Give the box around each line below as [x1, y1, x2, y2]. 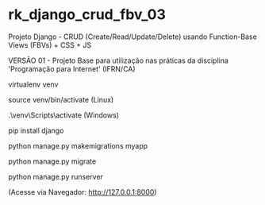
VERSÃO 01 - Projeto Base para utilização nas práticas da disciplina [8, 56, 229, 65]
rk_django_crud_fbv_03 [8, 6, 167, 24]
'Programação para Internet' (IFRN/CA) [8, 64, 136, 73]
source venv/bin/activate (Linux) [8, 95, 114, 104]
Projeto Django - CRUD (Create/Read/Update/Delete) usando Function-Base [8, 32, 258, 41]
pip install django [8, 126, 64, 135]
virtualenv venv [8, 79, 59, 89]
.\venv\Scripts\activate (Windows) [8, 110, 119, 120]
